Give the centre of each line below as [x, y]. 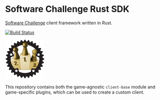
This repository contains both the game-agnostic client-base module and [80, 87]
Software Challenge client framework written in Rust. [59, 23]
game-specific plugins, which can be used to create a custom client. [75, 92]
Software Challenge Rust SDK [67, 9]
